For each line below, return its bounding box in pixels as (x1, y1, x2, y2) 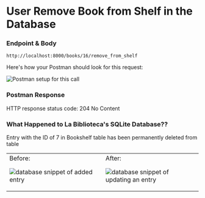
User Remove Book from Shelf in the (6, 4, 193, 18)
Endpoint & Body (6, 39, 57, 48)
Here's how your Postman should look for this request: (6, 64, 143, 71)
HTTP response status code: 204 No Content (6, 105, 120, 112)
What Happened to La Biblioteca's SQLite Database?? (6, 120, 168, 128)
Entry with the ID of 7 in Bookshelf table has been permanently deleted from (6, 134, 198, 141)
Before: (9, 154, 31, 163)
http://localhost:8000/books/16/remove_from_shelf (6, 53, 138, 59)
